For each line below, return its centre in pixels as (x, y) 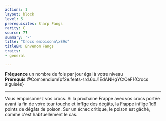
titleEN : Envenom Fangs (30, 46)
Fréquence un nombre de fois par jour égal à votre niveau (64, 74)
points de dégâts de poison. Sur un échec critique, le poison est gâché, (78, 109)
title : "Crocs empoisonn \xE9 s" (37, 42)
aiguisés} (15, 84)
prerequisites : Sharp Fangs (34, 23)
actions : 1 (16, 10)
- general (15, 56)
